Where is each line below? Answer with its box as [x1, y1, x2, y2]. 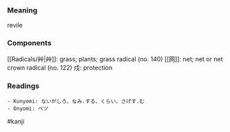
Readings [7, 81, 40, 91]
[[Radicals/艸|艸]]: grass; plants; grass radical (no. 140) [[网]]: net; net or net [7, 54, 223, 63]
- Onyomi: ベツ [7, 105, 49, 112]
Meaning [7, 5, 38, 15]
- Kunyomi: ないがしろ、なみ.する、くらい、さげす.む [7, 98, 145, 104]
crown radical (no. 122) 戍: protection [7, 63, 113, 71]
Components [7, 38, 52, 48]
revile [7, 21, 23, 30]
